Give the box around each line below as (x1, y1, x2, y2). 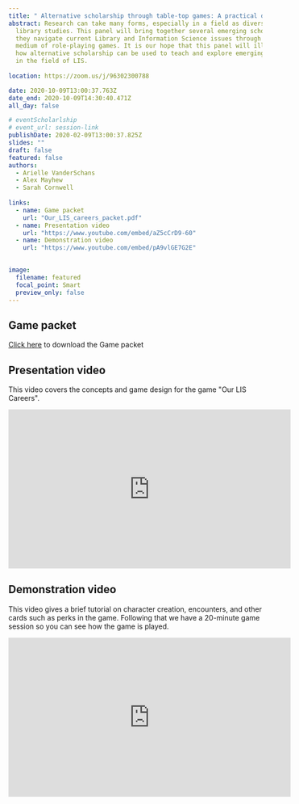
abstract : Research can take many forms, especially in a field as (8, 19, 240, 27)
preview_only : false (15, 288, 85, 297)
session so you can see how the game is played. (8, 621, 169, 631)
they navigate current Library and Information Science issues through (15, 34, 262, 43)
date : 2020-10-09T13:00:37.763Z (8, 86, 117, 95)
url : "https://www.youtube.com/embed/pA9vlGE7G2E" (23, 244, 197, 252)
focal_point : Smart (15, 280, 81, 289)
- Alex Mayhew (15, 176, 63, 184)
